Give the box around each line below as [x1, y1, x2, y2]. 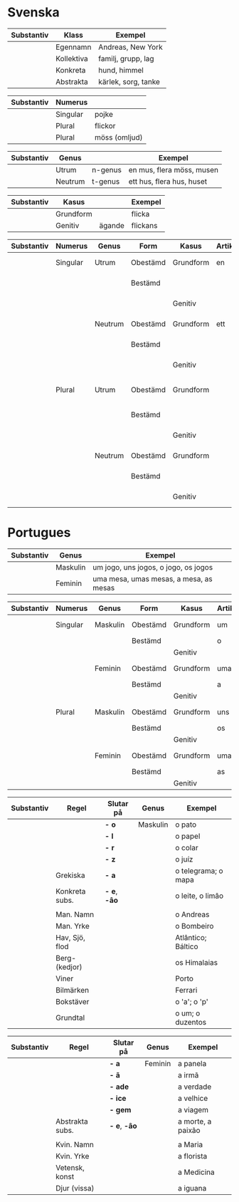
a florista [177, 1151, 208, 1161]
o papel [175, 831, 201, 841]
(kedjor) [55, 962, 83, 972]
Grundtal [55, 1013, 85, 1023]
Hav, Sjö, [55, 932, 85, 942]
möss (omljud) [95, 132, 144, 142]
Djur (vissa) [55, 1183, 95, 1193]
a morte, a [177, 1116, 212, 1126]
